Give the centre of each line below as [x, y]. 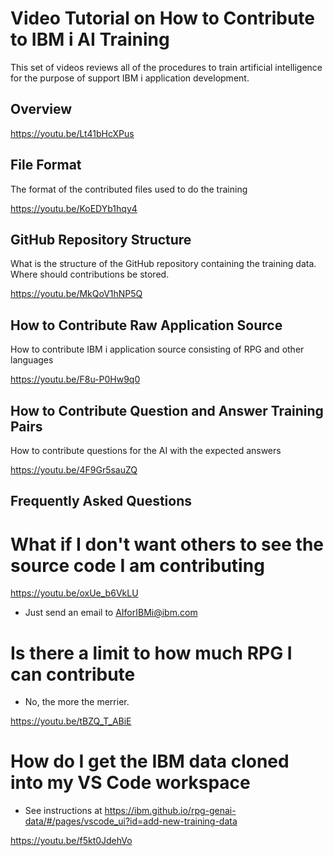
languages [32, 360]
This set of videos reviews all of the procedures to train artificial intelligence [166, 67]
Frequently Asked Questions [101, 501]
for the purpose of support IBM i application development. [130, 78]
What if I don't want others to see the [167, 544]
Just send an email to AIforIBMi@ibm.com [111, 613]
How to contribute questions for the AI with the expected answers [146, 450]
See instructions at [63, 811]
